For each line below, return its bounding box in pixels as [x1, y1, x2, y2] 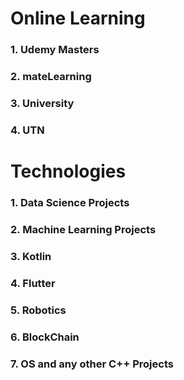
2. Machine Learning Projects [10, 222, 157, 236]
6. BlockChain [10, 330, 80, 344]
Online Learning [10, 7, 146, 30]
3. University [10, 96, 75, 110]
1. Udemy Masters [10, 43, 100, 57]
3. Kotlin [10, 249, 52, 263]
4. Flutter [10, 276, 56, 290]
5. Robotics [10, 303, 67, 317]
